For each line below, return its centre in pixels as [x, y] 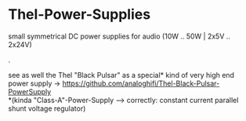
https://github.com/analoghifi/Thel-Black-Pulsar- [141, 83]
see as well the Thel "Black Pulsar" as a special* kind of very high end [121, 75]
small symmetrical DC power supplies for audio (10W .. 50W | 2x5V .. [119, 36]
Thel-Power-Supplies [80, 15]
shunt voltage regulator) [47, 108]
